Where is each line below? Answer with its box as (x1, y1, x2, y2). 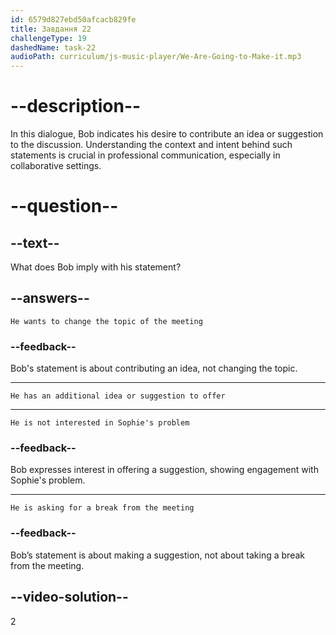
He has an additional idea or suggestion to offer (10, 391, 226, 401)
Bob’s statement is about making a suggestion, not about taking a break (10, 549, 305, 561)
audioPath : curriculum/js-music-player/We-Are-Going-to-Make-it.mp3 (10, 52, 302, 62)
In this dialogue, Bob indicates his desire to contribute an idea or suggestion (10, 128, 324, 140)
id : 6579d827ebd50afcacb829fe (10, 14, 137, 25)
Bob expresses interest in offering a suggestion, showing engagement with (10, 464, 319, 476)
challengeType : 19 (10, 33, 87, 43)
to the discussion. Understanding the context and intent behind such (10, 139, 293, 151)
